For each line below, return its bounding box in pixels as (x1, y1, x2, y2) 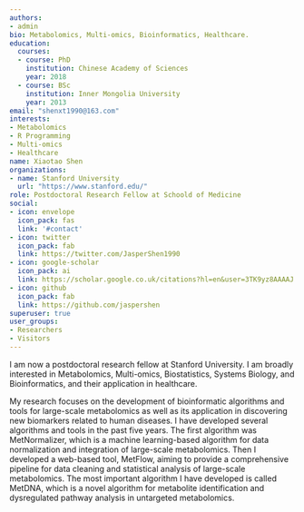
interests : (9, 114, 51, 123)
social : (9, 199, 39, 209)
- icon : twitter (9, 232, 71, 241)
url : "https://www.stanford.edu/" (17, 182, 148, 192)
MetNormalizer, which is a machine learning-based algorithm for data (9, 434, 270, 445)
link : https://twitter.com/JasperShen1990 (17, 250, 181, 259)
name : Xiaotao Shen (9, 156, 83, 166)
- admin (9, 22, 39, 31)
